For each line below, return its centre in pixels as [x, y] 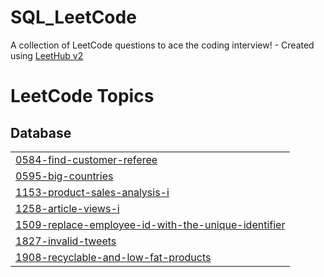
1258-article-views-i [67, 208]
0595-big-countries [64, 176]
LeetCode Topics [82, 96]
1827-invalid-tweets [66, 241]
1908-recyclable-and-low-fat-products [113, 257]
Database [41, 132]
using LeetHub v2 [47, 55]
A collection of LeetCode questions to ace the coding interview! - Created [162, 45]
